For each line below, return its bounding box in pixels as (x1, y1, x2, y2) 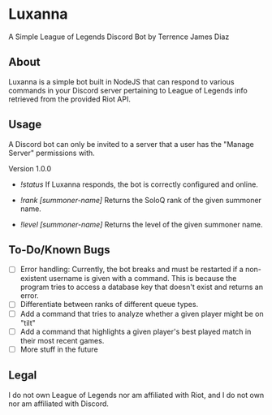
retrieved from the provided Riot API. (8, 94, 132, 104)
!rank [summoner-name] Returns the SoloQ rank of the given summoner (19, 195, 262, 205)
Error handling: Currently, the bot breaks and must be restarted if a (19, 265, 244, 275)
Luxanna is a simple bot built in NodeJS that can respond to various (8, 76, 235, 86)
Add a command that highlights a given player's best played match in (19, 326, 252, 336)
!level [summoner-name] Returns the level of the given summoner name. (19, 219, 263, 229)
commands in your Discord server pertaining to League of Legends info (8, 85, 248, 95)
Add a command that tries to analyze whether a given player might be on (19, 309, 264, 318)
